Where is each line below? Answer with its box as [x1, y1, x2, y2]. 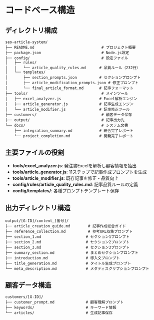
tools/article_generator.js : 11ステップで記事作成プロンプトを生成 [12, 169, 147, 175]
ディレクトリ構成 [5, 26, 57, 35]
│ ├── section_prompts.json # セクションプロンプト [5, 75, 141, 80]
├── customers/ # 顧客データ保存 [5, 112, 132, 117]
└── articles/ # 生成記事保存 [5, 310, 113, 315]
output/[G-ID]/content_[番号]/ [5, 218, 69, 223]
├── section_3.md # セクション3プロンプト [5, 245, 130, 250]
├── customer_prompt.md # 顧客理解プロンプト [5, 300, 124, 305]
